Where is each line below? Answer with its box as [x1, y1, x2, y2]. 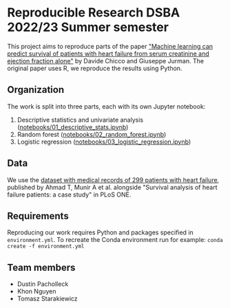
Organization [7, 84, 64, 96]
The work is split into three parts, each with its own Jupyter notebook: [7, 102, 206, 111]
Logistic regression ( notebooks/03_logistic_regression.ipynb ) [17, 137, 191, 146]
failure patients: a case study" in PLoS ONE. [7, 190, 132, 199]
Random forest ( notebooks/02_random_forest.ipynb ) [17, 130, 167, 138]
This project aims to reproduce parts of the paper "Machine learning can [7, 42, 213, 50]
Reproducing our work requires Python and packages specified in [7, 228, 194, 236]
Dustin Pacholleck [17, 280, 69, 288]
